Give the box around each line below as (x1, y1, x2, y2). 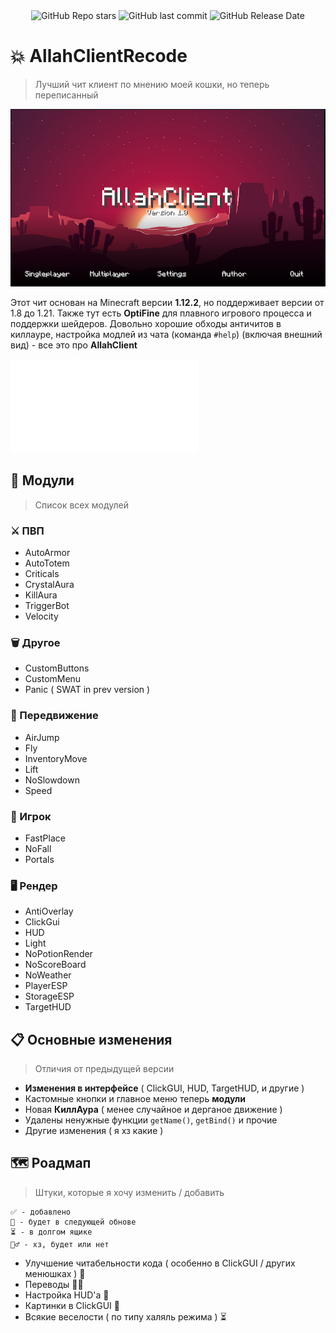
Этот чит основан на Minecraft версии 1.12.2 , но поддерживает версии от (10, 296, 325, 308)
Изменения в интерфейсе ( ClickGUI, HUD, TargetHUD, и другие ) (24, 1082, 305, 1094)
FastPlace (24, 832, 66, 844)
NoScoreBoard (24, 959, 87, 971)
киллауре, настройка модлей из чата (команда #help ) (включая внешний (10, 328, 323, 340)
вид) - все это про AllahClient (10, 339, 138, 351)
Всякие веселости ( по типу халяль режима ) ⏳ (24, 1310, 227, 1323)
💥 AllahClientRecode (10, 45, 188, 68)
